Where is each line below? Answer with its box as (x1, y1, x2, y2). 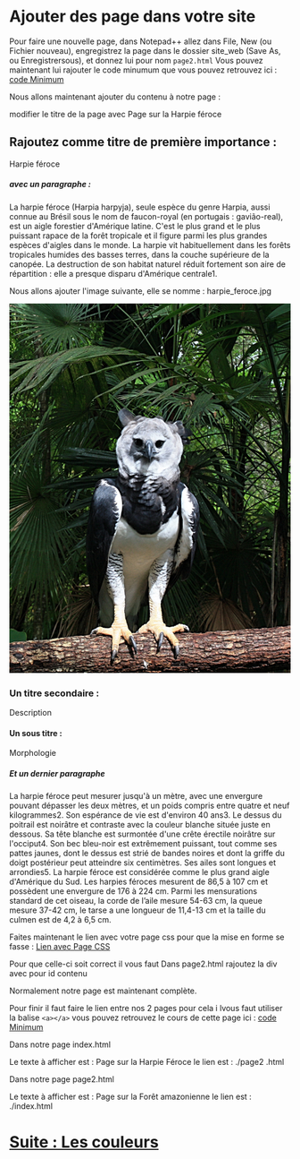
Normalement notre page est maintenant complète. (9, 985, 197, 996)
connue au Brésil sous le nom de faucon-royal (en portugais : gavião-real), (9, 210, 284, 221)
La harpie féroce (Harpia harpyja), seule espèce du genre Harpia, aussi (9, 202, 271, 212)
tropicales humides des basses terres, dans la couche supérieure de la (9, 249, 270, 260)
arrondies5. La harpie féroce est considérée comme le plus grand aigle (9, 867, 270, 878)
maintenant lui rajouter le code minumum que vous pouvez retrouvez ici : (9, 64, 278, 75)
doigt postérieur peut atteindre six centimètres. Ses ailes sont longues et (9, 857, 277, 868)
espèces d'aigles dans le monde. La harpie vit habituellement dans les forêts (9, 239, 291, 250)
